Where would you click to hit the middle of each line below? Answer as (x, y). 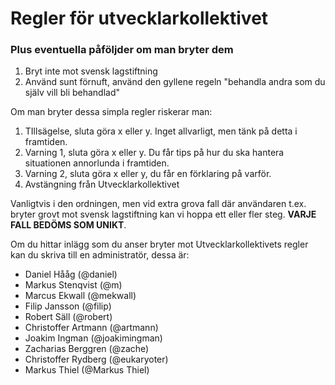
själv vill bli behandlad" (72, 93)
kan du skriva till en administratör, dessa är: (100, 255)
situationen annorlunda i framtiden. (97, 163)
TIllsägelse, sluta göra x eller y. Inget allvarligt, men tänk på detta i (161, 131)
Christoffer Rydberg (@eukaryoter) (96, 359)
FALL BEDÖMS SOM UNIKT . (68, 225)
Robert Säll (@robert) (68, 317)
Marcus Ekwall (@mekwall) (80, 296)
